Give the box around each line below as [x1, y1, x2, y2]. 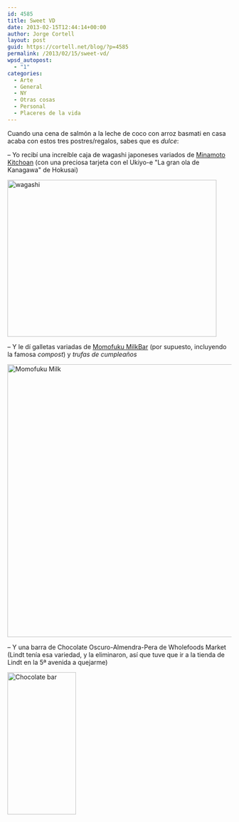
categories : [7, 70, 43, 77]
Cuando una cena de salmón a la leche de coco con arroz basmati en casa [7, 129, 226, 137]
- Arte [14, 76, 33, 84]
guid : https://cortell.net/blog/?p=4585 [7, 43, 129, 50]
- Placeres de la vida [14, 110, 81, 117]
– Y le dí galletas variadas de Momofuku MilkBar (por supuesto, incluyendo [7, 342, 227, 351]
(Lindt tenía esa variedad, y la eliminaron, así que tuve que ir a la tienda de [7, 650, 225, 658]
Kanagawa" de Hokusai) [7, 165, 78, 174]
